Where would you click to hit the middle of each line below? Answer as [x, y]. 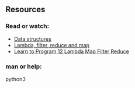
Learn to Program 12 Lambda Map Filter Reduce [71, 51]
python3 [15, 79]
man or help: [24, 66]
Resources [25, 10]
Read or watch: [27, 26]
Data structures [33, 39]
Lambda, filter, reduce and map [52, 45]
